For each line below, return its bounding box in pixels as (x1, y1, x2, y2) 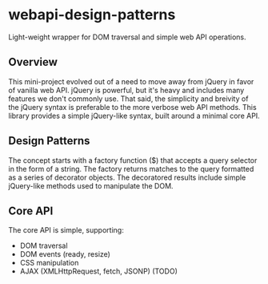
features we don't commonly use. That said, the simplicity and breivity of (8, 94, 249, 103)
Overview (8, 55, 58, 69)
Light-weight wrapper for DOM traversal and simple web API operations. (8, 32, 246, 42)
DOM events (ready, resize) (19, 250, 110, 259)
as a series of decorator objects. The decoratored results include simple (8, 172, 246, 182)
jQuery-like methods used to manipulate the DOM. (8, 181, 174, 190)
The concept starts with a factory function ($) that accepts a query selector (8, 155, 258, 165)
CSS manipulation (19, 258, 79, 268)
